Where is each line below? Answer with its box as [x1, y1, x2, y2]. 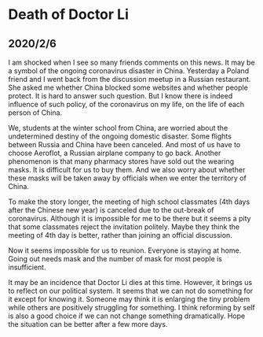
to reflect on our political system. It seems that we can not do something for [8, 286, 254, 295]
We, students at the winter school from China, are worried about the [8, 124, 228, 132]
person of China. [8, 108, 63, 117]
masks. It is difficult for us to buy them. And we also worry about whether [8, 165, 246, 174]
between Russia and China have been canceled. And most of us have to [8, 140, 241, 149]
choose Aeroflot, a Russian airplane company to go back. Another [8, 148, 221, 157]
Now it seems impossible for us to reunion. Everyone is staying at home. [8, 246, 242, 255]
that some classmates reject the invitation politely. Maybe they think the [8, 222, 240, 231]
